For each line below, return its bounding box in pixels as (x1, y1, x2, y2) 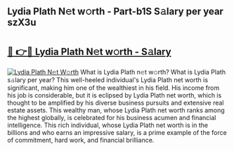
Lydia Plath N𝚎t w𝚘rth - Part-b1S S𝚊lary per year (7, 6, 223, 18)
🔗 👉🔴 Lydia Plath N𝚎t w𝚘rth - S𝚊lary (7, 46, 171, 58)
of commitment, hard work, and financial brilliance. (7, 136, 155, 144)
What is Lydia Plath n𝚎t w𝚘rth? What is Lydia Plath (80, 68, 226, 76)
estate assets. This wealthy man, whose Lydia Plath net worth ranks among (7, 106, 225, 114)
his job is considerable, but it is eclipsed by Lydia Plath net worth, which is (7, 91, 222, 99)
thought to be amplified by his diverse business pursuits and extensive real (7, 98, 224, 107)
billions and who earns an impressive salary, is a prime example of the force (7, 129, 227, 136)
